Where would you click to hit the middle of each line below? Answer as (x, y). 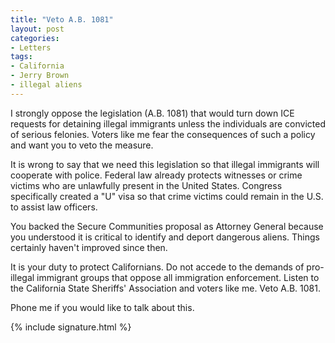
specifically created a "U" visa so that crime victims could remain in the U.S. (167, 196)
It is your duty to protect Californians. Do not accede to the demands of (157, 267)
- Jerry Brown (40, 76)
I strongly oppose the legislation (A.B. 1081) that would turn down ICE (152, 113)
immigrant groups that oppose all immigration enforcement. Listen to (178, 277)
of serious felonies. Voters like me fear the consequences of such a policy (163, 134)
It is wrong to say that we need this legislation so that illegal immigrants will (165, 164)
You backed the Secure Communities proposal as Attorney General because (167, 226)
